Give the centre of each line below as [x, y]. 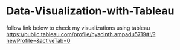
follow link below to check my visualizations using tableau [78, 28]
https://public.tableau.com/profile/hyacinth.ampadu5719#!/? [81, 34]
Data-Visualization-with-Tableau [90, 11]
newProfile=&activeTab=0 [38, 40]
